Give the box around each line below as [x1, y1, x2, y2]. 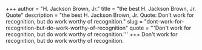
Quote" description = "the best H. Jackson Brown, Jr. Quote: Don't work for [5, 11, 195, 19]
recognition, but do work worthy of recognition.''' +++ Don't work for [5, 31, 178, 38]
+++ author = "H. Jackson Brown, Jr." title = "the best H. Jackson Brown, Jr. [5, 5, 197, 12]
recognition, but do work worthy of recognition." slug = [5, 18, 143, 25]
